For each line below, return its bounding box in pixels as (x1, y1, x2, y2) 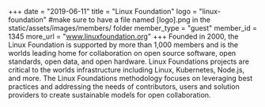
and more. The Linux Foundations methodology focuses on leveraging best (8, 74, 253, 83)
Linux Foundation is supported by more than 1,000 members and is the (8, 40, 239, 50)
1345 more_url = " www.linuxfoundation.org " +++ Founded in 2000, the (8, 31, 239, 41)
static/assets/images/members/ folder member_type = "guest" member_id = (8, 24, 258, 32)
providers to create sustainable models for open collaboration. (8, 90, 211, 99)
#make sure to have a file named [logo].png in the (48, 15, 211, 24)
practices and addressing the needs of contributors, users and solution (8, 82, 240, 91)
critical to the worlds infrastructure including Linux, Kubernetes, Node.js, (8, 65, 245, 74)
